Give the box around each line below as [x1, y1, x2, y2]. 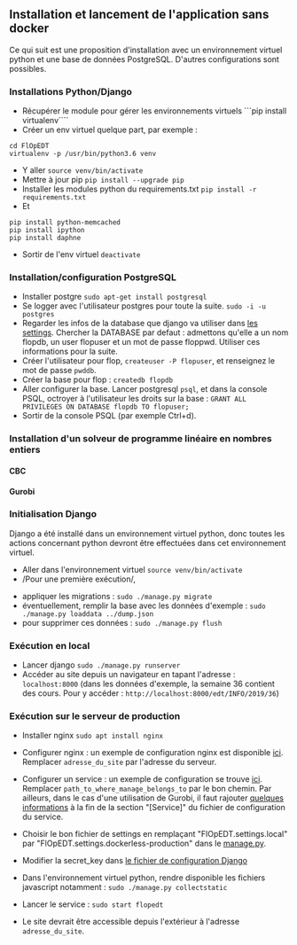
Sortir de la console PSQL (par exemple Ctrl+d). [21, 410, 197, 421]
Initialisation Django [9, 508, 98, 520]
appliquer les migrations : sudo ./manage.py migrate [21, 590, 213, 601]
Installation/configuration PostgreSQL [9, 271, 177, 284]
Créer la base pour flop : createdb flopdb [21, 374, 174, 385]
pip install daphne [9, 234, 82, 243]
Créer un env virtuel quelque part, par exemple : [21, 124, 198, 136]
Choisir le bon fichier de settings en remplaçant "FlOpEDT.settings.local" [21, 829, 288, 840]
